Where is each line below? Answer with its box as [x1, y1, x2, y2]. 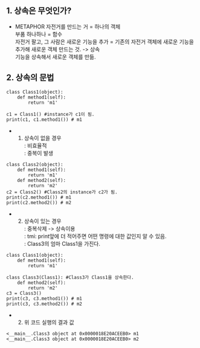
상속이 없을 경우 [24, 134, 62, 141]
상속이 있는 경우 [24, 217, 62, 225]
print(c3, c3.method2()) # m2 [6, 301, 83, 307]
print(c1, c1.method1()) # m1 [6, 117, 83, 123]
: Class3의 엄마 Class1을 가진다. [24, 240, 101, 247]
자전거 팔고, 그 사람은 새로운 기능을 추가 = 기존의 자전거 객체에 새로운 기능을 [15, 38, 195, 45]
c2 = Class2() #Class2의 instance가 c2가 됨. [6, 189, 118, 195]
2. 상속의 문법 [6, 72, 54, 83]
